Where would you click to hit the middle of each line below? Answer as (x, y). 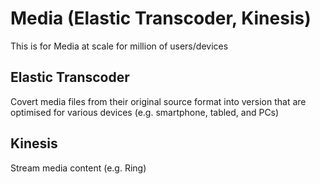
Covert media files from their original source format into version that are (158, 101)
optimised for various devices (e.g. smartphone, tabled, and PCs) (145, 112)
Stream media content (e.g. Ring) (78, 168)
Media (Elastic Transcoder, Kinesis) (161, 18)
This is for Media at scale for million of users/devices (119, 46)
